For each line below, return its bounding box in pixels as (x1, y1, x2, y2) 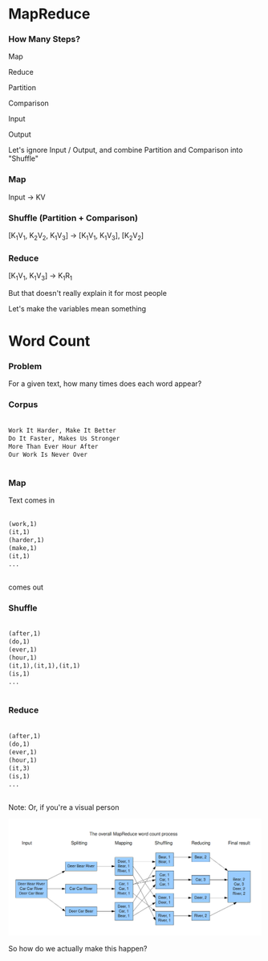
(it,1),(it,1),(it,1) (8, 662, 81, 670)
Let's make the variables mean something (8, 303, 147, 314)
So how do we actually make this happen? (8, 944, 148, 954)
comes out (8, 582, 44, 592)
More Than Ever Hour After (8, 442, 99, 450)
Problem (8, 361, 43, 372)
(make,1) (8, 544, 38, 552)
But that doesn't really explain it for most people (8, 288, 167, 298)
